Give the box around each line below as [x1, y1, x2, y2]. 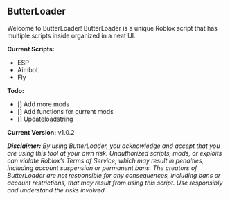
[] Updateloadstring [17, 115, 73, 123]
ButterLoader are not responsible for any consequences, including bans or [7, 171, 221, 179]
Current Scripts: [7, 44, 55, 53]
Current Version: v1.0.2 [7, 128, 75, 136]
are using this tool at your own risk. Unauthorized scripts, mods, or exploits [7, 149, 222, 157]
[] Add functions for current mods [17, 107, 114, 115]
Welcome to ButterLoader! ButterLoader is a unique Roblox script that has [7, 24, 218, 32]
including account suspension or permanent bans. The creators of [7, 163, 197, 172]
